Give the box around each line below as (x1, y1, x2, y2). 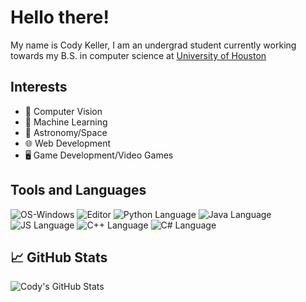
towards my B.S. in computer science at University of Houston (10, 49, 267, 61)
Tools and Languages (10, 182, 147, 199)
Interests (10, 79, 68, 96)
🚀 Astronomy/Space (24, 126, 108, 138)
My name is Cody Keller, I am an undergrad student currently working (10, 39, 297, 51)
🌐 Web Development (24, 137, 112, 149)
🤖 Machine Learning (24, 116, 108, 128)
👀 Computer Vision (24, 105, 103, 117)
